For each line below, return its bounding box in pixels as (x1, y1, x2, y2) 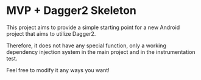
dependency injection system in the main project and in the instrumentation (6, 48, 196, 55)
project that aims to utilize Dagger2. (6, 30, 96, 37)
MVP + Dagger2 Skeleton (6, 4, 137, 18)
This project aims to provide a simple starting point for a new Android (6, 24, 180, 31)
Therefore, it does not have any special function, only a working (6, 42, 166, 49)
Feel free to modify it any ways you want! (6, 66, 110, 73)
